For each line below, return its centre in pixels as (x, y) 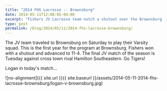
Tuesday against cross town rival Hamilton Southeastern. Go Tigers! (75, 58)
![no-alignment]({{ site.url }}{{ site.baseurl (48, 78)
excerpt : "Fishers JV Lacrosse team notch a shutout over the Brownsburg (84, 19)
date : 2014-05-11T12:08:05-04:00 (40, 14)
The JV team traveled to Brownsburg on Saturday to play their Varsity (77, 42)
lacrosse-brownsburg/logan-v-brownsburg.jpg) (54, 83)
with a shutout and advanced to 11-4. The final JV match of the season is (80, 53)
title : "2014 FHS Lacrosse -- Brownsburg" (50, 10)
